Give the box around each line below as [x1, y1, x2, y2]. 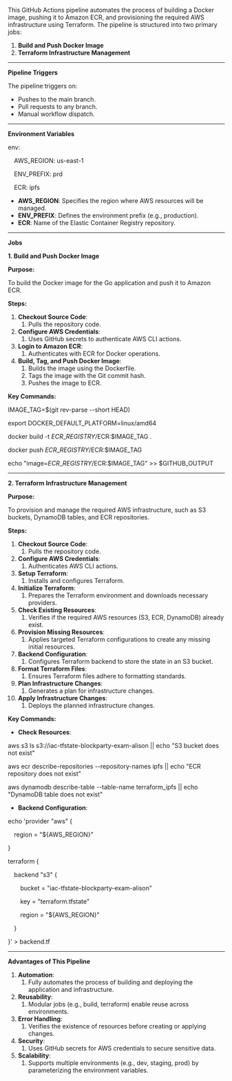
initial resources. [28, 642, 75, 651]
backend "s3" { [14, 870, 58, 879]
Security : [17, 1037, 45, 1045]
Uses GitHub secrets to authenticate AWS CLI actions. [28, 335, 182, 343]
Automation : [17, 970, 54, 979]
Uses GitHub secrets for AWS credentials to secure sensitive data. [28, 1044, 216, 1052]
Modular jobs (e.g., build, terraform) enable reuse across [28, 1000, 189, 1008]
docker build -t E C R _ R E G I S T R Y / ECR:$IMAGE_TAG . [8, 432, 152, 441]
